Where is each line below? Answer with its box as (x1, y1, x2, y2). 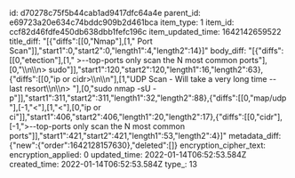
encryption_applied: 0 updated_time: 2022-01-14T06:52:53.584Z (9, 150, 247, 159)
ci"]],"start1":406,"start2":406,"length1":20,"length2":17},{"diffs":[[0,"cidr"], (9, 111, 283, 122)
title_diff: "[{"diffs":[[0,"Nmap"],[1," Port (9, 36, 153, 46)
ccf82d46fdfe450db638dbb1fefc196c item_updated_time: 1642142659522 (9, 27, 282, 36)
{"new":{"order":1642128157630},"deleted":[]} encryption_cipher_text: (9, 140, 267, 150)
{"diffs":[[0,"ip (9, 74, 60, 84)
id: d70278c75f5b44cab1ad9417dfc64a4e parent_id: (9, 8, 202, 18)
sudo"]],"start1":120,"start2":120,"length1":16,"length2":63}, (48, 64, 264, 75)
